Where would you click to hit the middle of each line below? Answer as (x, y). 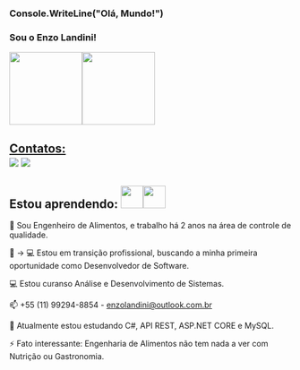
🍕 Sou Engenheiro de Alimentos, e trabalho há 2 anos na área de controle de (150, 226)
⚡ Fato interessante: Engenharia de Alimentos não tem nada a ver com (139, 344)
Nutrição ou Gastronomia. (57, 357)
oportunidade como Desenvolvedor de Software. (99, 266)
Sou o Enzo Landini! (53, 37)
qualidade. (29, 235)
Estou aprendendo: (64, 204)
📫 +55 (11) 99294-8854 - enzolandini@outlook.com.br (111, 305)
